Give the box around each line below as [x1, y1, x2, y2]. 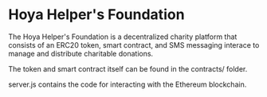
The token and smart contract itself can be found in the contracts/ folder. [8, 64, 248, 73]
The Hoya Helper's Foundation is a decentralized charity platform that [8, 32, 238, 41]
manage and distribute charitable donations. [8, 48, 154, 58]
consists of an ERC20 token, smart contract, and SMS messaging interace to [8, 40, 260, 49]
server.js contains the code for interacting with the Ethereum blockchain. [8, 80, 247, 89]
